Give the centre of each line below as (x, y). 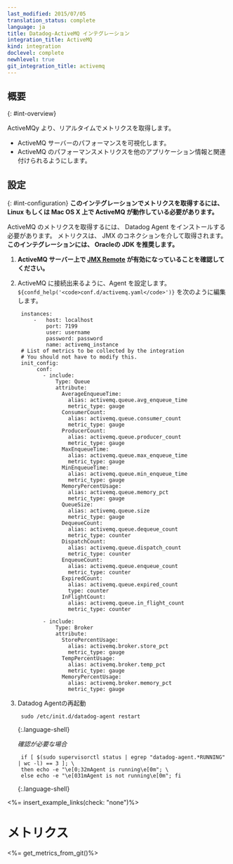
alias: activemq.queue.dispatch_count (125, 548)
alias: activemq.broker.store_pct (118, 646)
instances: (36, 314)
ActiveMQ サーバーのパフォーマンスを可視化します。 (94, 143)
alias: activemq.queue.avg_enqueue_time (128, 400)
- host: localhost (63, 321)
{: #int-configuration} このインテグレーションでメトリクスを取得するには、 (115, 203)
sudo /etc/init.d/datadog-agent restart (81, 717)
